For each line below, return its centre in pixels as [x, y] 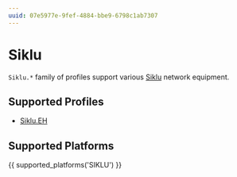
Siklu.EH [33, 121]
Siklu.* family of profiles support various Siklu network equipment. [119, 77]
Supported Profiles [56, 101]
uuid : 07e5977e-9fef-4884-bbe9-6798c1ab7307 [83, 15]
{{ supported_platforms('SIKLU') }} [65, 165]
